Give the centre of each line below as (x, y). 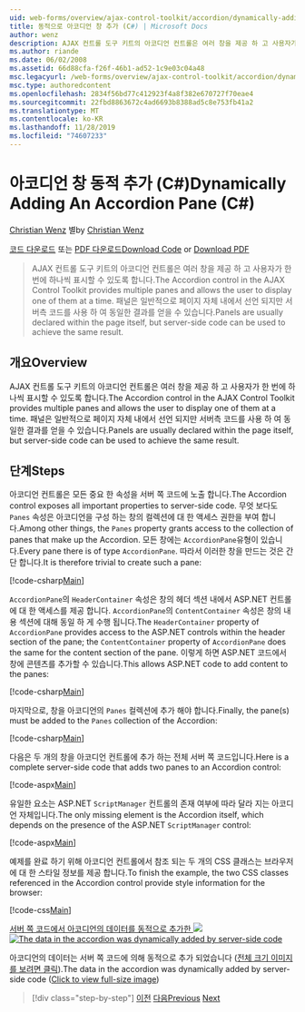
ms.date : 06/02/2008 (49, 60)
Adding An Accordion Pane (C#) (133, 204)
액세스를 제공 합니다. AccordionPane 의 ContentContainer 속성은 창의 (159, 611)
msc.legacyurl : (38, 77)
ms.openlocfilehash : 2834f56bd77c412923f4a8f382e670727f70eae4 (132, 93)
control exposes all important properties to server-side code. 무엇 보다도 (144, 506)
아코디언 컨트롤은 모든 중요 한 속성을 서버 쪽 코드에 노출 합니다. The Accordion (148, 495)
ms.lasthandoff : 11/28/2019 (63, 128)
